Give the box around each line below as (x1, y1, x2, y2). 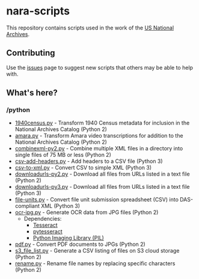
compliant (14, 203, 40, 210)
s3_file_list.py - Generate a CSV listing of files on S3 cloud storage (14, 247, 180, 254)
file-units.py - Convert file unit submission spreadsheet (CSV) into (14, 196, 179, 203)
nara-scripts (6, 4, 70, 18)
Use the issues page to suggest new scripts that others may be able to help (6, 64, 194, 71)
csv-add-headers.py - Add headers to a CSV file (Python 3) (14, 158, 164, 165)
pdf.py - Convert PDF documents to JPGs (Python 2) (14, 241, 145, 248)
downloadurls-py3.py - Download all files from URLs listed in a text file (14, 183, 190, 191)
